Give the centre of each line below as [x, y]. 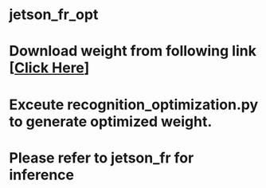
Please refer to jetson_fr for [102, 158]
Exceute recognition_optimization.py [133, 104]
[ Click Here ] [49, 68]
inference [42, 175]
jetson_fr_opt [54, 15]
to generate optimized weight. [111, 121]
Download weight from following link [133, 51]
